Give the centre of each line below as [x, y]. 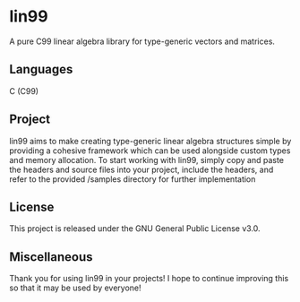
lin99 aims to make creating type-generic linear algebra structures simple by [150, 141]
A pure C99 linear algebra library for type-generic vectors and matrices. [142, 41]
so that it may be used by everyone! [75, 288]
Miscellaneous [51, 257]
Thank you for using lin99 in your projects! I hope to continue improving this [149, 279]
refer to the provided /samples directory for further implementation [133, 179]
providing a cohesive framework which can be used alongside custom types [150, 151]
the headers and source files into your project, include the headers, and [141, 169]
